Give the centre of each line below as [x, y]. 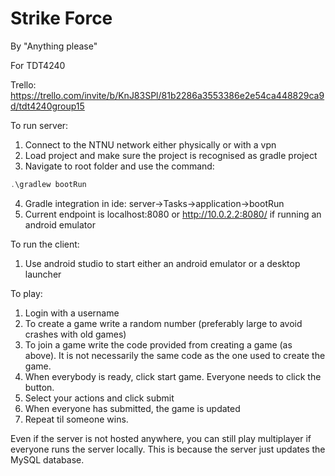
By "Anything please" [54, 46]
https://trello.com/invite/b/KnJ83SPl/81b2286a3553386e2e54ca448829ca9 [167, 95]
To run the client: [45, 244]
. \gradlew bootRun [48, 184]
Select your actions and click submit [99, 398]
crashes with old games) [75, 334]
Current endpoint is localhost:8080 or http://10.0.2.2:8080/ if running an [173, 214]
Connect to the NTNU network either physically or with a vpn [150, 144]
